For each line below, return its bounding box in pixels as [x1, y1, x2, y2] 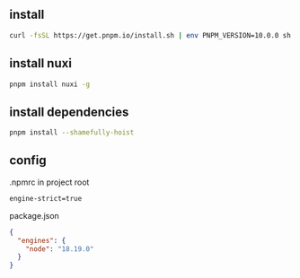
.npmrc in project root [9, 177, 90, 187]
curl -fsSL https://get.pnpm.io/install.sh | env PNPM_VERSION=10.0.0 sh [9, 30, 292, 39]
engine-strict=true [9, 194, 83, 203]
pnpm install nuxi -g [9, 80, 91, 89]
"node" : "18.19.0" [25, 244, 94, 254]
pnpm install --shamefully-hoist [9, 128, 135, 137]
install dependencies [9, 104, 129, 119]
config [9, 152, 47, 169]
